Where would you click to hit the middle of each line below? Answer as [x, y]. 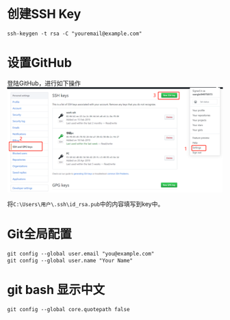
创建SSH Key [44, 14]
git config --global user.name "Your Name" [70, 260]
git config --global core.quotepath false [68, 309]
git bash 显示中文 [56, 290]
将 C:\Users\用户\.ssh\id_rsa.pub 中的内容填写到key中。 [86, 204]
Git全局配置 [39, 234]
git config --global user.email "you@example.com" [81, 254]
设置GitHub [39, 63]
